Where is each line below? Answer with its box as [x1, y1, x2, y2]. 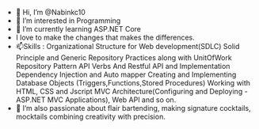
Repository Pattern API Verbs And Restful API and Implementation [15, 62, 230, 70]
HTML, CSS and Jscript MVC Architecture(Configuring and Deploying [15, 87, 243, 96]
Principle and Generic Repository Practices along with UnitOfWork [15, 53, 232, 63]
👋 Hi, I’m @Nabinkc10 [15, 8, 86, 17]
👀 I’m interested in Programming [15, 16, 121, 25]
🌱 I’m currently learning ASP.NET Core [15, 25, 141, 33]
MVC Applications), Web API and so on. [47, 95, 177, 104]
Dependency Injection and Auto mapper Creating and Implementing [15, 70, 237, 79]
